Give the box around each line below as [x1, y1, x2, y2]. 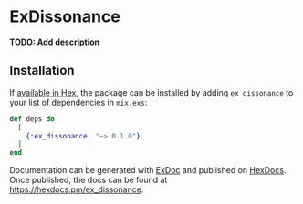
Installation [9, 63, 75, 78]
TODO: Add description [9, 36, 100, 47]
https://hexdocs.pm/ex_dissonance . [9, 184, 144, 195]
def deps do [9, 114, 55, 124]
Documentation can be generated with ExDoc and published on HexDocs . [9, 165, 287, 176]
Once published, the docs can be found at [9, 175, 168, 186]
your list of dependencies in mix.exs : [9, 97, 148, 107]
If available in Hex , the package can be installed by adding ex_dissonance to [9, 87, 294, 97]
